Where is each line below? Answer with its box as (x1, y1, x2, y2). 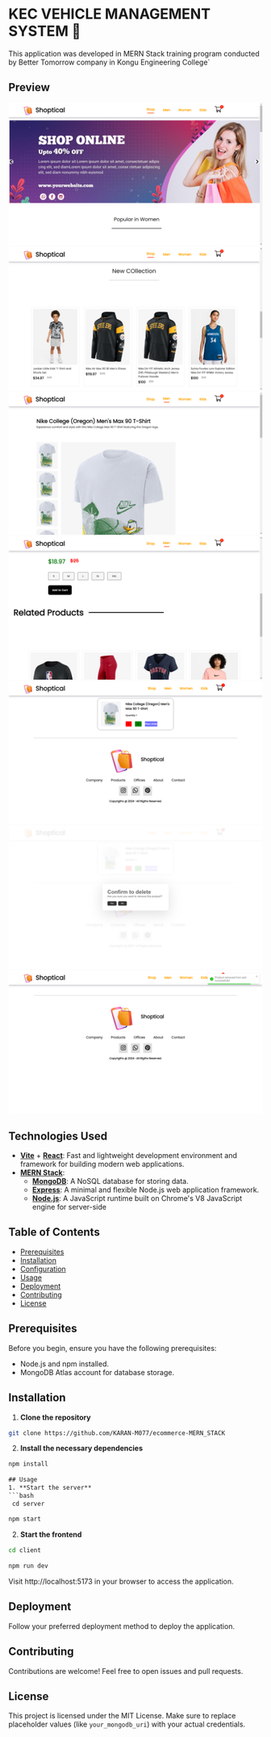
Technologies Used (8, 1129, 107, 1143)
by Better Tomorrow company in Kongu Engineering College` (8, 57, 211, 67)
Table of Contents (8, 1225, 101, 1240)
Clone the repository (19, 1412, 91, 1422)
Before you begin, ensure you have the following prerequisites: (8, 1343, 217, 1353)
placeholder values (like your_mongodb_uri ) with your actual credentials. (8, 1719, 246, 1729)
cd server (11, 1500, 45, 1508)
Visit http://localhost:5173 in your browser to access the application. (8, 1576, 234, 1586)
